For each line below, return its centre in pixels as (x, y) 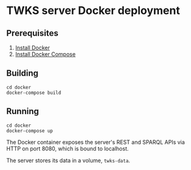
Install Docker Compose (45, 54)
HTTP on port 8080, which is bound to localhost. (68, 148)
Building (22, 73)
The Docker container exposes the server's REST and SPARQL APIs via (95, 142)
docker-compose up (30, 131)
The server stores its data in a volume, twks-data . (68, 160)
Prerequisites (32, 33)
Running (23, 111)
